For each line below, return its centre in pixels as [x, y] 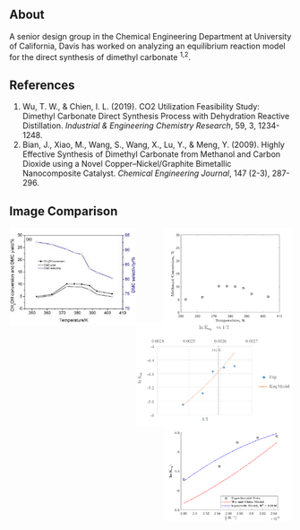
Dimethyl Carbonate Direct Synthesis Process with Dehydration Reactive [156, 117]
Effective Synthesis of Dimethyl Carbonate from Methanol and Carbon [151, 154]
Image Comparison [64, 211]
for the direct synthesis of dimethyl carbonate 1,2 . [100, 56]
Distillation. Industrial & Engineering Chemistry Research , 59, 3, [139, 126]
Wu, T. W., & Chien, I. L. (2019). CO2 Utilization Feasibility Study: [141, 107]
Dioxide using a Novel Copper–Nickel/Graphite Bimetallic [127, 164]
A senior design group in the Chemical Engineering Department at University [150, 36]
